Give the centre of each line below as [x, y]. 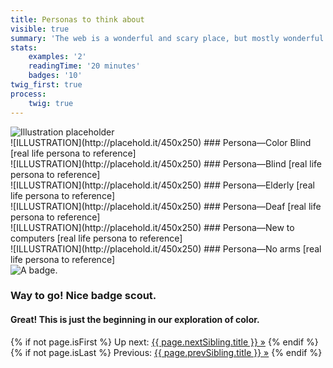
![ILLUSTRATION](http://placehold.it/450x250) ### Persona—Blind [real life [166, 163]
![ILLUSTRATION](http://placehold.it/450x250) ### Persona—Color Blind [161, 142]
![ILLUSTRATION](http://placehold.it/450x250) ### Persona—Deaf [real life [166, 206]
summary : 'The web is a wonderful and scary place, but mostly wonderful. [169, 38]
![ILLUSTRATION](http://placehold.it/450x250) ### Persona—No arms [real [166, 248]
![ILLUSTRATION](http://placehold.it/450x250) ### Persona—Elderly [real [162, 185]
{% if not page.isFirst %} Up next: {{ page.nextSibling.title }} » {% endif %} [164, 342]
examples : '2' [57, 57]
